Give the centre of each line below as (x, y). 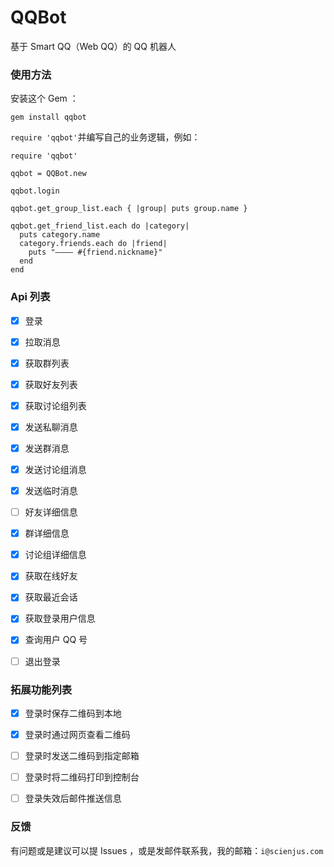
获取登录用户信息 (60, 618)
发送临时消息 (51, 491)
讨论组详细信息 (55, 555)
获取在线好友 (51, 576)
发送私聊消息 (51, 427)
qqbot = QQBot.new (48, 174)
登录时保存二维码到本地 (73, 713)
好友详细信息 (51, 512)
